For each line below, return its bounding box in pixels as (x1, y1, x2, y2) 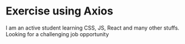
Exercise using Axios (5, 4, 113, 18)
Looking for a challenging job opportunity (5, 30, 109, 37)
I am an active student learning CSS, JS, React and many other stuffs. (5, 24, 180, 31)
